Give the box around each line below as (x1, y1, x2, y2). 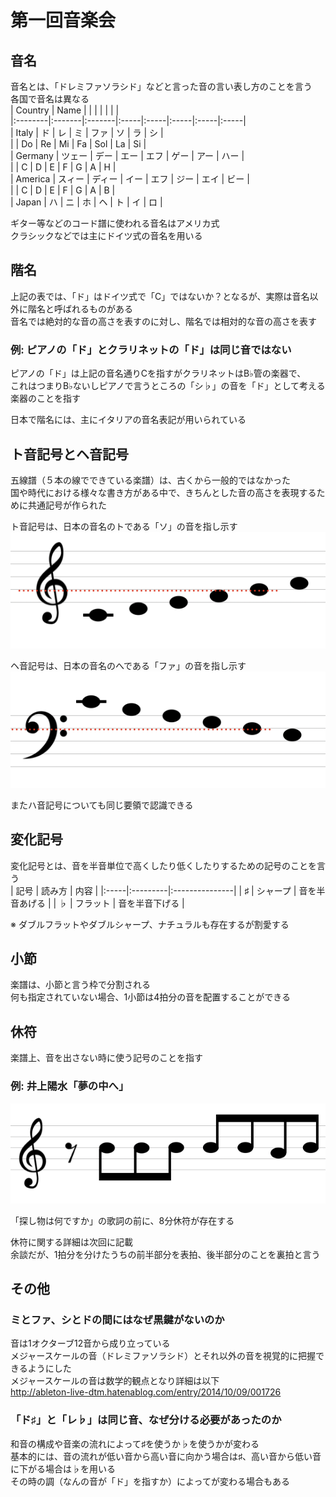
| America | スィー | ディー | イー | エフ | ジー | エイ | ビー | (10, 173, 250, 185)
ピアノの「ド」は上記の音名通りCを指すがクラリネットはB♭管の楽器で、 (10, 367, 307, 380)
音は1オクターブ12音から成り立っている (10, 1337, 171, 1350)
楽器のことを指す (10, 392, 81, 405)
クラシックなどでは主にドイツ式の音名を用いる (10, 230, 203, 241)
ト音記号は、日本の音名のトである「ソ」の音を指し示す (10, 520, 238, 532)
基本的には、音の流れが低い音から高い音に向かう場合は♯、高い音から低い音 (10, 1450, 322, 1462)
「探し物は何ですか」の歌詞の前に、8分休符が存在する (10, 1214, 235, 1226)
